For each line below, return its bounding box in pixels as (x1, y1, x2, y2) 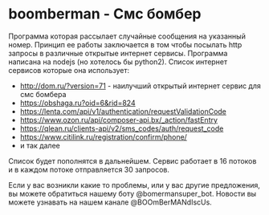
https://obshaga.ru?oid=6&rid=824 (19, 98, 136, 107)
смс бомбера (19, 89, 67, 99)
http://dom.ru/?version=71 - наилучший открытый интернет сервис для (19, 81, 261, 91)
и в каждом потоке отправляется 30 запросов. (8, 164, 170, 174)
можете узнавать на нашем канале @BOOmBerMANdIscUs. (8, 197, 213, 207)
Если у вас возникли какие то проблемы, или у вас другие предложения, (8, 180, 261, 189)
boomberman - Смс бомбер (8, 5, 202, 23)
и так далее (19, 140, 60, 150)
